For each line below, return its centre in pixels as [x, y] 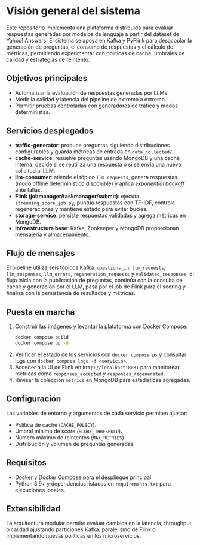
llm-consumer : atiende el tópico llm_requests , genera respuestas [96, 177]
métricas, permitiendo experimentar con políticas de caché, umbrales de [96, 53]
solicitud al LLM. [35, 171]
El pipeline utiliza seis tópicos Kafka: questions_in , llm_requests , [86, 267]
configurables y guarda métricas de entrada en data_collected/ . [94, 152]
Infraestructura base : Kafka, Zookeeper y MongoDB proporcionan [97, 228]
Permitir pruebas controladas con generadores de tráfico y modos [96, 106]
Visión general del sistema [73, 11]
